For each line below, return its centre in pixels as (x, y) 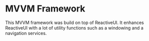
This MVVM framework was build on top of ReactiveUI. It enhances (74, 22)
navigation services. (26, 33)
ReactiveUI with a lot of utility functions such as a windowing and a (74, 27)
